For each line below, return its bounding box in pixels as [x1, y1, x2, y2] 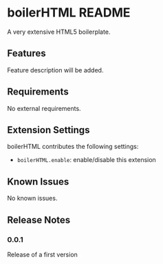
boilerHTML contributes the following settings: [7, 143, 139, 151]
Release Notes [7, 214, 71, 225]
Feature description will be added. [7, 65, 104, 74]
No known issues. [7, 194, 58, 203]
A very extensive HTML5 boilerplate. [7, 28, 111, 36]
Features [7, 48, 46, 59]
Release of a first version [7, 250, 78, 258]
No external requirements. [7, 104, 81, 112]
